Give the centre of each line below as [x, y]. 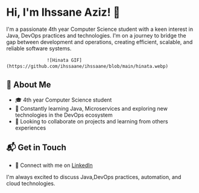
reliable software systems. [39, 48]
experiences [30, 128]
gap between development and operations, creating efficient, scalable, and [99, 42]
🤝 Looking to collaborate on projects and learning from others [91, 121]
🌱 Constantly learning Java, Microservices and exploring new [91, 108]
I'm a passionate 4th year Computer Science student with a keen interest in [100, 29]
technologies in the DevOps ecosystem [64, 115]
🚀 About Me [29, 85]
